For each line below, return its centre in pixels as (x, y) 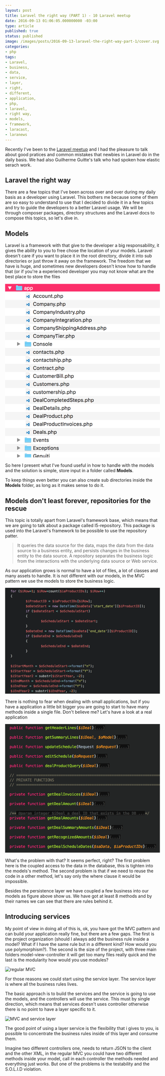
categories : (17, 47)
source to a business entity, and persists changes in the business (83, 551)
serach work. (18, 165)
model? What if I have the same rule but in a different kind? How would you (81, 944)
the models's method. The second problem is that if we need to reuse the (79, 871)
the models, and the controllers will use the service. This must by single (78, 998)
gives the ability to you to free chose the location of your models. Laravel (79, 251)
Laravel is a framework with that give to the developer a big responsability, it (82, 245)
